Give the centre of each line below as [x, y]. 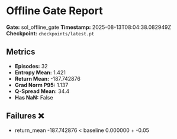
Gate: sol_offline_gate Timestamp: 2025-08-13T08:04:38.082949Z [89, 27]
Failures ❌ [25, 116]
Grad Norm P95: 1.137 [41, 85]
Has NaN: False [34, 97]
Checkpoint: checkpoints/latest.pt [50, 33]
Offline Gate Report [54, 11]
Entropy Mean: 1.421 [40, 72]
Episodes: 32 [31, 66]
